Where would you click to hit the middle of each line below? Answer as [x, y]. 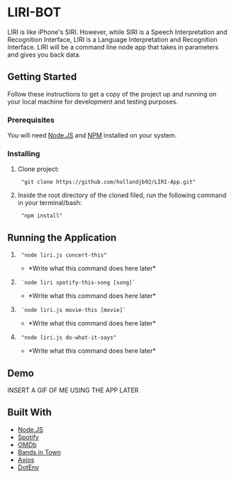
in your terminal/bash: [50, 203]
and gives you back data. [44, 55]
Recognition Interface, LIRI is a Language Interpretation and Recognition [112, 39]
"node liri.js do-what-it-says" [69, 338]
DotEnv [28, 467]
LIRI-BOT [34, 12]
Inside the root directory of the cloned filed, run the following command [122, 195]
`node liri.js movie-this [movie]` [73, 310]
